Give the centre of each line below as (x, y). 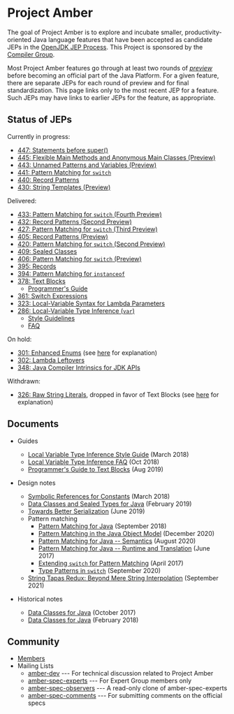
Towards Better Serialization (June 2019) (86, 511)
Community (34, 642)
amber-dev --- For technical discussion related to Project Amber (120, 673)
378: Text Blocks (42, 281)
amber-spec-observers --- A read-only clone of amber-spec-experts (127, 688)
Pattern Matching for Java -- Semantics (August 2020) (117, 541)
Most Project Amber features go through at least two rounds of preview (110, 68)
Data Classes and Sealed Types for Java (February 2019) (110, 504)
